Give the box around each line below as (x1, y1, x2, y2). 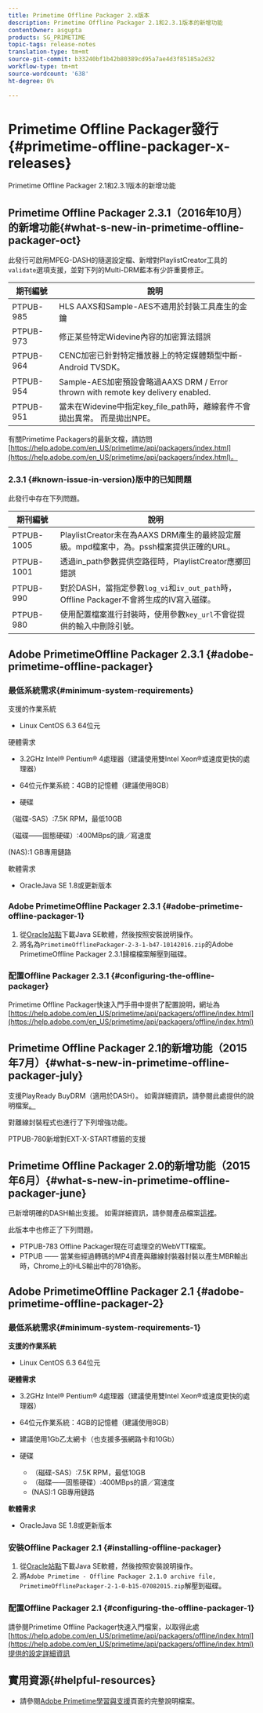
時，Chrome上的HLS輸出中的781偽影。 (19, 1261, 146, 1271)
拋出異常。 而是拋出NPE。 (58, 413, 156, 424)
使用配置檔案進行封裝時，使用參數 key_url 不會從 (59, 609, 237, 620)
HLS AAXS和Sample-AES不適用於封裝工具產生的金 (58, 301, 248, 312)
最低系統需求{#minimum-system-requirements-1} (8, 1321, 201, 1332)
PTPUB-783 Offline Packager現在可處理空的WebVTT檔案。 (19, 1241, 211, 1252)
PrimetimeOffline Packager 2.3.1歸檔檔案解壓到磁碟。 (19, 949, 192, 958)
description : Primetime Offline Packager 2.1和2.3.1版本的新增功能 (8, 19, 223, 27)
